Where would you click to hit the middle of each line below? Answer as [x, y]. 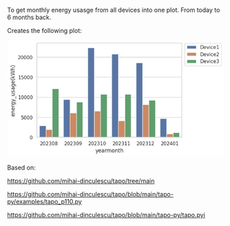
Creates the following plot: [45, 31]
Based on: [21, 167]
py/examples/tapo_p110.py [45, 202]
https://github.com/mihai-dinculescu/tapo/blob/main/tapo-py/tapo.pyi [106, 215]
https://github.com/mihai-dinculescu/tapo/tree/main [81, 181]
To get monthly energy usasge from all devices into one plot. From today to [114, 10]
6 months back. [29, 17]
